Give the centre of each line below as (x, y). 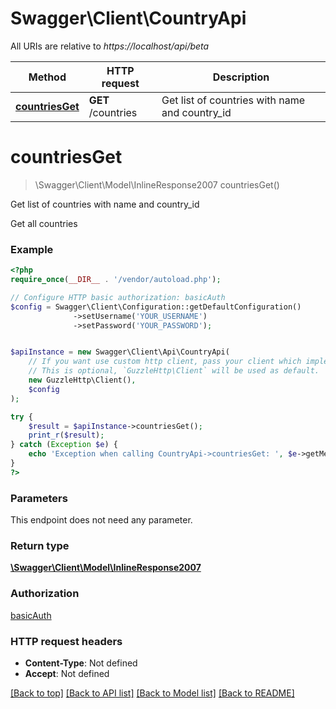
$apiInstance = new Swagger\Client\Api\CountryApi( (120, 352)
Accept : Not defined (67, 673)
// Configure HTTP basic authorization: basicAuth (118, 297)
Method (47, 77)
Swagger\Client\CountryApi (128, 18)
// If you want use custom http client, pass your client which (165, 362)
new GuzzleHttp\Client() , (82, 380)
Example (32, 249)
